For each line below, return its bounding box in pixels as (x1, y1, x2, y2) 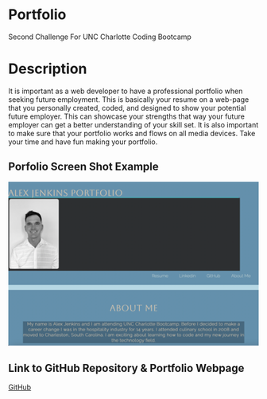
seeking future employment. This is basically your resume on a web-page (8, 94, 250, 104)
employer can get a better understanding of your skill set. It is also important (8, 119, 259, 129)
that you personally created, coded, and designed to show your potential (8, 103, 246, 112)
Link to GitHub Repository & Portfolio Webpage (8, 361, 245, 375)
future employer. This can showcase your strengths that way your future (8, 111, 245, 121)
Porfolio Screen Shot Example (8, 160, 159, 174)
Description (8, 60, 87, 78)
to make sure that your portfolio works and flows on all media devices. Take (8, 128, 256, 138)
